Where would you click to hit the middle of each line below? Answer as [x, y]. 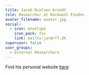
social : [13, 24]
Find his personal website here [37, 67]
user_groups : [19, 48]
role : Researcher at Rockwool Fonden [45, 15]
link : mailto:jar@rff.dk [40, 39]
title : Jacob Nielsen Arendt [36, 10]
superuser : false [23, 43]
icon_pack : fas [30, 33]
